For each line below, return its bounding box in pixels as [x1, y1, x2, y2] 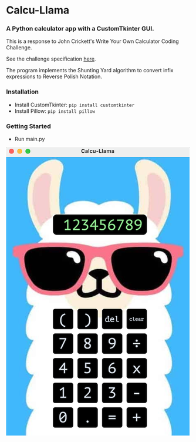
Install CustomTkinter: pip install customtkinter [14, 101, 135, 108]
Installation [6, 88, 39, 96]
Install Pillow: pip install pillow [14, 107, 95, 115]
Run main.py [14, 136, 45, 143]
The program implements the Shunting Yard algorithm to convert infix [6, 67, 174, 74]
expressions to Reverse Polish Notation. [6, 73, 103, 80]
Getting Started [6, 122, 51, 130]
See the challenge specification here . [6, 55, 96, 62]
